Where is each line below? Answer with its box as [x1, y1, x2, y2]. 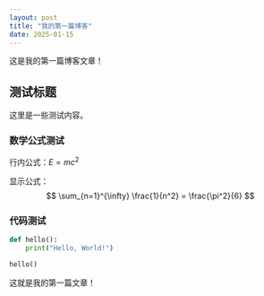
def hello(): [9, 235, 58, 245]
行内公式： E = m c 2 [9, 155, 80, 168]
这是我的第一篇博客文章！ [9, 56, 104, 66]
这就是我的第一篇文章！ [9, 277, 96, 288]
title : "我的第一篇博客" [9, 22, 92, 30]
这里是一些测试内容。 [9, 109, 88, 121]
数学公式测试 [9, 135, 65, 147]
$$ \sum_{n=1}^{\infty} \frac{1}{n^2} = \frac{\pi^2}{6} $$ [46, 190, 255, 202]
